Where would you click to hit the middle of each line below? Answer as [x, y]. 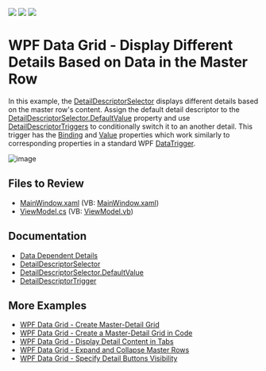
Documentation [48, 236]
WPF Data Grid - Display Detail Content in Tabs [96, 342]
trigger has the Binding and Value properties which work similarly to [119, 134]
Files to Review [46, 184]
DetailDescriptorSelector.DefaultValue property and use [99, 118]
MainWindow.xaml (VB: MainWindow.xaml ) [89, 203]
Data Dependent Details [58, 255]
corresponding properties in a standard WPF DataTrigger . [102, 143]
